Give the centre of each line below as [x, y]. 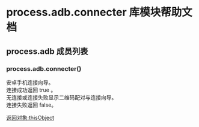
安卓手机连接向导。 [30, 82]
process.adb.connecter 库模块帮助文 [99, 12]
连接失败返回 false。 [32, 105]
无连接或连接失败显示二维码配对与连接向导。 [62, 97]
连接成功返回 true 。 [31, 90]
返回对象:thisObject [30, 117]
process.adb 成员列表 [47, 51]
